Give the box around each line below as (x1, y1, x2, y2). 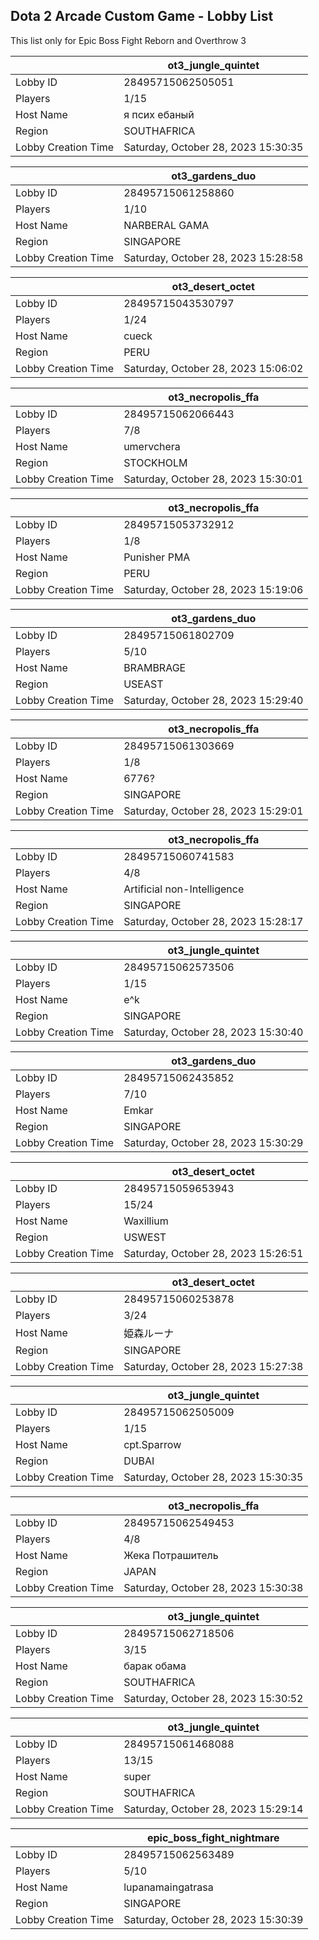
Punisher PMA (123, 550, 191, 564)
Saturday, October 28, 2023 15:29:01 (123, 804, 304, 818)
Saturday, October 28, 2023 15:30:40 (123, 1025, 304, 1039)
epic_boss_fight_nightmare (146, 1830, 280, 1844)
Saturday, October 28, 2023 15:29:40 (123, 693, 304, 707)
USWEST (123, 1230, 167, 1244)
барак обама (123, 1659, 187, 1673)
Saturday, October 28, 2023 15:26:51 (123, 1246, 304, 1260)
